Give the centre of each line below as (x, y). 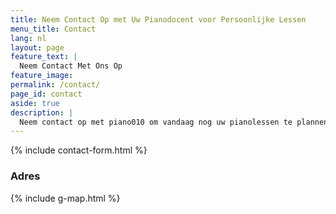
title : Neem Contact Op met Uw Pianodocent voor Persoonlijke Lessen (158, 19)
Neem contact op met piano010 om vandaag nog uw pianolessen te (156, 122)
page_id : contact (46, 94)
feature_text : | (44, 57)
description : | (42, 112)
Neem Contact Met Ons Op (71, 66)
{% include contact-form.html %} (79, 150)
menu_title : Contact (53, 29)
